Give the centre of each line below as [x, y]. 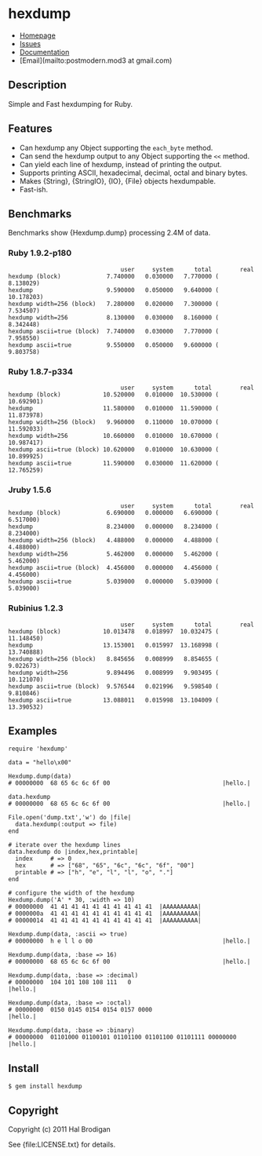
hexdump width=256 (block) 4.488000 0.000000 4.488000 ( [114, 541]
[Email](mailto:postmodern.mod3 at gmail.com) [96, 60]
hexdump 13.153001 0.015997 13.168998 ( [114, 645]
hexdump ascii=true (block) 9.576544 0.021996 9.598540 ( [114, 686]
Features [30, 129]
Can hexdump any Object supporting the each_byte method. [116, 148]
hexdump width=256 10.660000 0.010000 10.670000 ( [114, 436]
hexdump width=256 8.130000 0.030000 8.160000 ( [114, 317]
